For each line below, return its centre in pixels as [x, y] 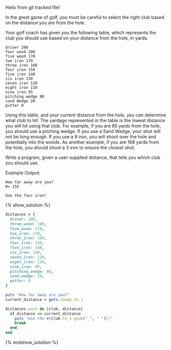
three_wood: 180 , [28, 224]
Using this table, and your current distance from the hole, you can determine [86, 115]
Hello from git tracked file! [33, 7]
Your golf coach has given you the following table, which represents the [81, 32]
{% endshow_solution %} [32, 342]
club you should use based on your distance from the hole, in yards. [77, 38]
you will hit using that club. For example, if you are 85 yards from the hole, [83, 126]
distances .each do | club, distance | [44, 309]
